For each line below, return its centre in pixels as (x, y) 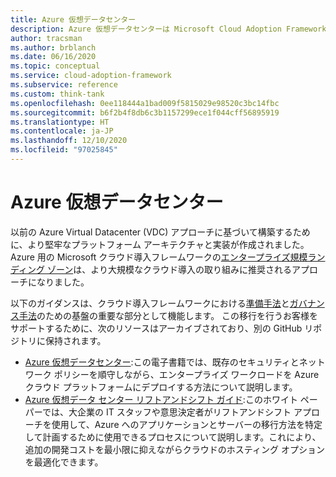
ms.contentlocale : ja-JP (62, 131)
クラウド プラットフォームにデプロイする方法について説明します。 (161, 387)
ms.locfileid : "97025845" (64, 150)
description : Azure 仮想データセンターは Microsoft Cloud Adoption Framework (168, 29)
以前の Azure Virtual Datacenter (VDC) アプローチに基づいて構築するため (160, 232)
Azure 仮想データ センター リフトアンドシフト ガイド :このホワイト (161, 399)
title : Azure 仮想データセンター (73, 19)
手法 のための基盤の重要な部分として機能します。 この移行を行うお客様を (168, 315)
